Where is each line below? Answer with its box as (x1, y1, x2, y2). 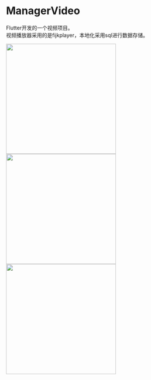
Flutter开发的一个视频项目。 (6, 24, 73, 31)
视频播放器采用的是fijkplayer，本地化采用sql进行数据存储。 (6, 31, 148, 39)
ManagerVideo (6, 4, 80, 18)
